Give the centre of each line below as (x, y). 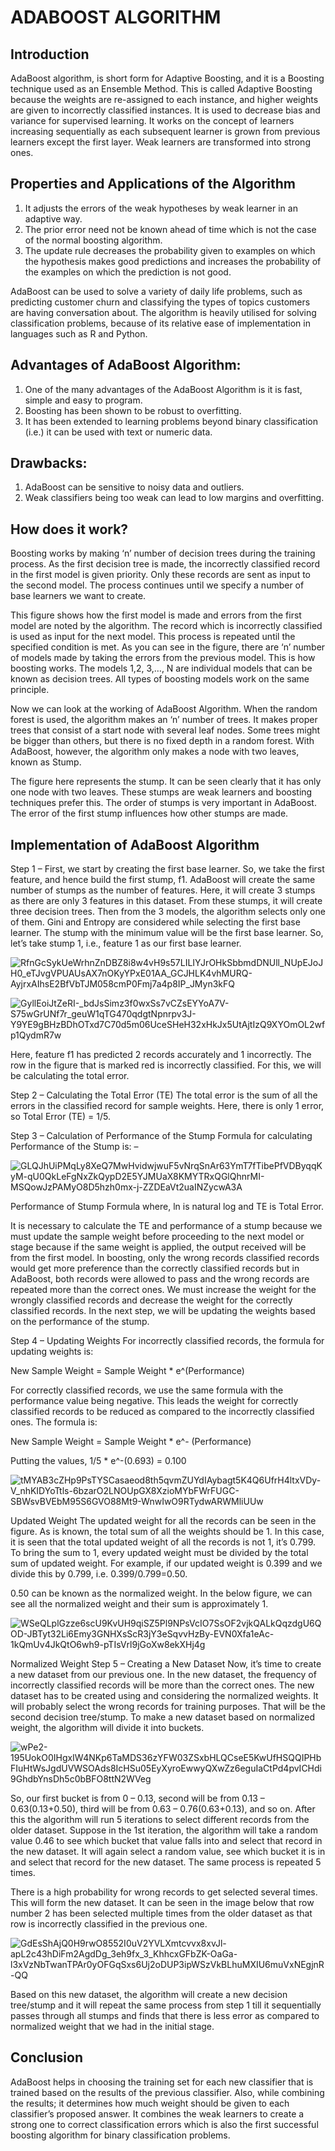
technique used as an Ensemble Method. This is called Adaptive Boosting (161, 89)
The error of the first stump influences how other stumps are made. (149, 813)
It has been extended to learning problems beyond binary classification (171, 421)
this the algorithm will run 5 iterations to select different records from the (160, 1820)
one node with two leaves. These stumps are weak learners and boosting (161, 792)
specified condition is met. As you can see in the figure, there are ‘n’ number (168, 647)
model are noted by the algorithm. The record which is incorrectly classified (166, 626)
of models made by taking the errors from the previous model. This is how (163, 658)
